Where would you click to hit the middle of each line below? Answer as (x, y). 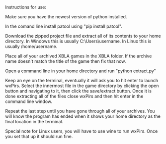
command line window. (29, 101)
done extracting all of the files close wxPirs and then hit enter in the (74, 96)
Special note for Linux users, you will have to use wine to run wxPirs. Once (82, 131)
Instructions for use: (26, 7)
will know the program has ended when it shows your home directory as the (83, 116)
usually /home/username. (31, 46)
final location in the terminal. (34, 121)
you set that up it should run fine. (39, 136)
